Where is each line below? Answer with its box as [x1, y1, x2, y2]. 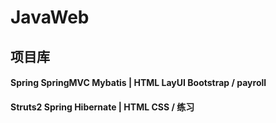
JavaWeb [10, 6, 90, 29]
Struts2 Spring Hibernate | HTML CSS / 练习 [10, 101, 195, 113]
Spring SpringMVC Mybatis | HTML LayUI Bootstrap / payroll [10, 77, 267, 89]
